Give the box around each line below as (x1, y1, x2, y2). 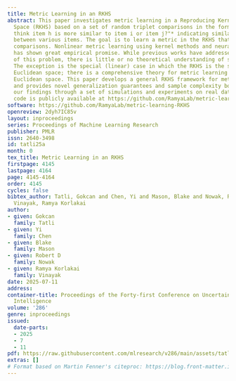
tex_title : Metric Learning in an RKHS (7, 154, 124, 162)
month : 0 (7, 148, 33, 155)
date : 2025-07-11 (7, 278, 58, 285)
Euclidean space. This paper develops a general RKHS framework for (13, 75, 218, 83)
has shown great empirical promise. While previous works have (13, 50, 202, 57)
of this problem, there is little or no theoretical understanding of (13, 56, 225, 63)
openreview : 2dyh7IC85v (7, 108, 77, 115)
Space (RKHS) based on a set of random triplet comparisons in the (13, 23, 216, 30)
